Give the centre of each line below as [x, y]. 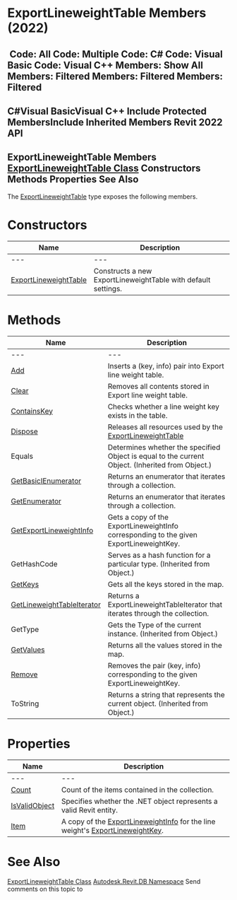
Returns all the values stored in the [165, 645]
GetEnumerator [36, 501]
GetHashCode [34, 563]
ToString [25, 703]
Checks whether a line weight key [164, 407]
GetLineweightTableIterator [56, 604]
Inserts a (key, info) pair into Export [166, 366]
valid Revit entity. [90, 810]
